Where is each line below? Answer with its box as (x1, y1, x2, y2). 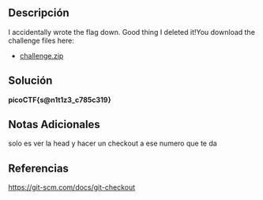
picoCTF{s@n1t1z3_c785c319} (8, 95, 112, 104)
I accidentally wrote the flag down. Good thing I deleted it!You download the (8, 27, 255, 36)
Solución (8, 74, 53, 88)
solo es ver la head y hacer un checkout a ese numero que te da (8, 138, 217, 149)
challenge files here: (8, 36, 75, 45)
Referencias (8, 161, 70, 175)
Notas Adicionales (8, 118, 100, 131)
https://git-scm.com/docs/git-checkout (8, 183, 136, 192)
